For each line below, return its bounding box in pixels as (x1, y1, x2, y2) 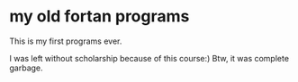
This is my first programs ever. (9, 36, 122, 46)
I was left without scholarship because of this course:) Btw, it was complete (9, 53, 290, 63)
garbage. (9, 62, 43, 73)
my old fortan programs (9, 6, 190, 27)
